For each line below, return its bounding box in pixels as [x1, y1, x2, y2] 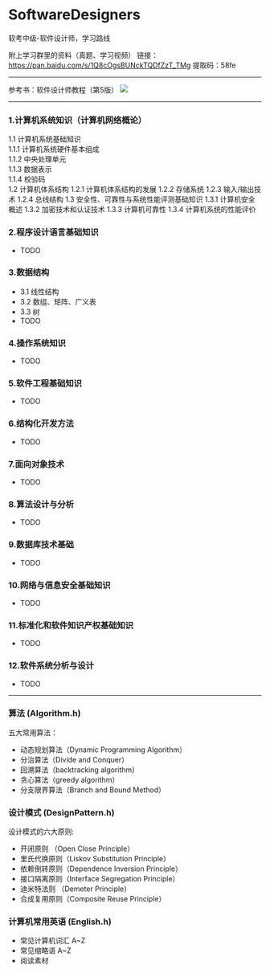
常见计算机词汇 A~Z [19, 936, 86, 946]
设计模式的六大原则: [8, 827, 75, 836]
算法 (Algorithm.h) [8, 708, 81, 719]
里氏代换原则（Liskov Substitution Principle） [19, 854, 170, 864]
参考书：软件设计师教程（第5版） [8, 84, 119, 94]
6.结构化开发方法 [8, 418, 75, 429]
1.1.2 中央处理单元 [8, 154, 67, 164]
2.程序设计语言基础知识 [8, 227, 99, 238]
